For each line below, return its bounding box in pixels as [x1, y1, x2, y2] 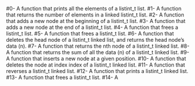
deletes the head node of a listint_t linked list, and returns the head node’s [6, 37, 185, 43]
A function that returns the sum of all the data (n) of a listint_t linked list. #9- [6, 49, 190, 55]
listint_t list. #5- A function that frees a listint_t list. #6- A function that [6, 30, 174, 37]
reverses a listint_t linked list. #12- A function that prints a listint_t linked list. [6, 68, 189, 74]
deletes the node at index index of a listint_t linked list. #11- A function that [6, 61, 186, 68]
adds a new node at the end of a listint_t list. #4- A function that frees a [6, 24, 179, 31]
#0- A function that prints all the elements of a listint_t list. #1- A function [6, 5, 182, 12]
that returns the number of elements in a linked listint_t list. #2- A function [6, 11, 184, 18]
